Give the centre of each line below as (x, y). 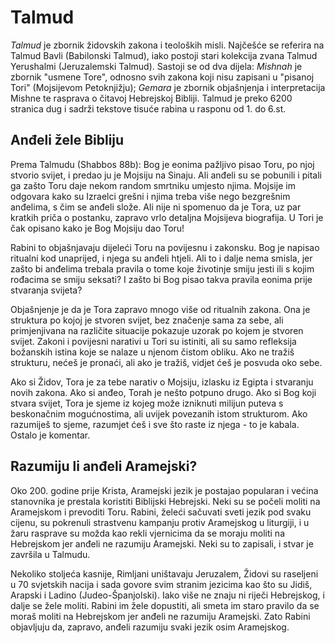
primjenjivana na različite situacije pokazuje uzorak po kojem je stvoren (157, 330)
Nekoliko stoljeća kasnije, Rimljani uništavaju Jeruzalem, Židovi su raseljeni (164, 573)
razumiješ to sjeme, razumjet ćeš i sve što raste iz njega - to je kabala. (155, 424)
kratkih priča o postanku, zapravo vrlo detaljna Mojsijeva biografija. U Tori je (167, 217)
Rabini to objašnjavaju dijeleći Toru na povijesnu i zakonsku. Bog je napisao (165, 247)
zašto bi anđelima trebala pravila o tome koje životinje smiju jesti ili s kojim (162, 268)
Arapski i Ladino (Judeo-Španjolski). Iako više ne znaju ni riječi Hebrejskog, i (167, 595)
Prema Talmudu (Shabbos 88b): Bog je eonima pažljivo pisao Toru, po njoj (162, 164)
